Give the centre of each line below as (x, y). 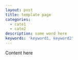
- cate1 (18, 24)
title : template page (28, 15)
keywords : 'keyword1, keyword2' (40, 39)
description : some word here (36, 34)
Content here (19, 53)
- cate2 (18, 29)
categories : (18, 19)
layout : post (19, 10)
